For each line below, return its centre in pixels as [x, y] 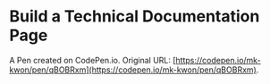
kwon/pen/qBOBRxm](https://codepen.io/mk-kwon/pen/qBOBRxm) [133, 70]
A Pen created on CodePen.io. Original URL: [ [93, 60]
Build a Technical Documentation [135, 17]
